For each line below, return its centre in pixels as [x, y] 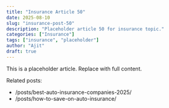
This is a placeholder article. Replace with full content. [74, 69]
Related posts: [24, 80]
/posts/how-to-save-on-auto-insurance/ [66, 98]
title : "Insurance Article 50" [46, 12]
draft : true [21, 52]
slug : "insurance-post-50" [40, 23]
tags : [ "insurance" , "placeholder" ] [53, 40]
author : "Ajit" [26, 46]
